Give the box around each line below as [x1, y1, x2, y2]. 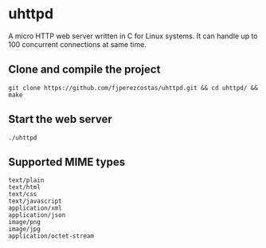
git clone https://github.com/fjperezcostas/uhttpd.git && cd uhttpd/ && [8, 84, 259, 92]
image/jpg [8, 225, 41, 234]
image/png [8, 218, 41, 226]
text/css [8, 191, 37, 199]
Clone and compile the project [8, 63, 161, 77]
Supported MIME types [8, 155, 126, 168]
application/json [8, 211, 66, 219]
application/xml [8, 204, 62, 212]
